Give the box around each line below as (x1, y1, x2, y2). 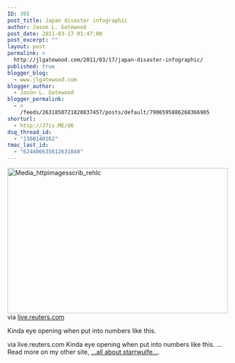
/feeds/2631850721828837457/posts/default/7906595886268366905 (20, 109, 210, 116)
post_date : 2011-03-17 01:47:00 (7, 30, 102, 37)
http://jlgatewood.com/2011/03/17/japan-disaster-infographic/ (13, 56, 203, 64)
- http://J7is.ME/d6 (13, 121, 74, 129)
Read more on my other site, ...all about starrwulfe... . (7, 347, 160, 356)
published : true (7, 63, 55, 70)
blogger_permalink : (7, 96, 65, 103)
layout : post (7, 43, 46, 50)
